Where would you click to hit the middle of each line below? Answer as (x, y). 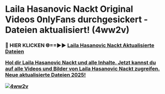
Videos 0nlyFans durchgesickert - (77, 19)
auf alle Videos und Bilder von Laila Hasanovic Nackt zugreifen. (82, 69)
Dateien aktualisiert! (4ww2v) (67, 30)
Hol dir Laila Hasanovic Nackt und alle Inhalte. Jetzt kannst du (81, 63)
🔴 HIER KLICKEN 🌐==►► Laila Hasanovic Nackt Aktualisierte (80, 45)
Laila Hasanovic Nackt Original (69, 9)
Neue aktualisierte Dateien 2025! (46, 75)
